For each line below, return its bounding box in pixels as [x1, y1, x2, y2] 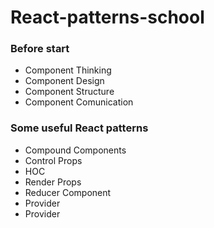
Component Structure [24, 86, 115, 98]
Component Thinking [24, 64, 112, 76]
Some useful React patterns [10, 121, 149, 135]
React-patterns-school [10, 6, 205, 29]
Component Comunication [24, 96, 134, 108]
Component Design [24, 75, 105, 87]
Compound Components [24, 144, 127, 156]
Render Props [24, 176, 82, 188]
